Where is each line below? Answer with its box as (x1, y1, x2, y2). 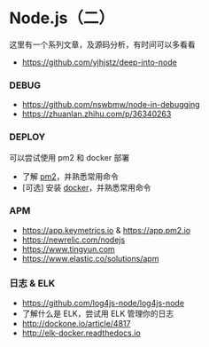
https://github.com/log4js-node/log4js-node (21, 298, 184, 309)
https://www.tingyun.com (21, 243, 115, 254)
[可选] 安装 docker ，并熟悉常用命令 (21, 182, 151, 193)
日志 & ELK (9, 277, 56, 289)
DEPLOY (9, 130, 46, 143)
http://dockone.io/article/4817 (21, 319, 131, 329)
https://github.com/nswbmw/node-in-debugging (21, 99, 201, 110)
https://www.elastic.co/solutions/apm (21, 253, 159, 264)
